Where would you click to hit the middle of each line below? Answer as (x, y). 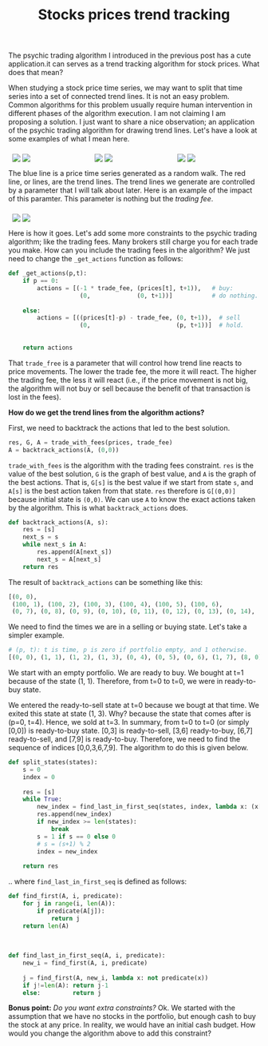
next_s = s (41, 537)
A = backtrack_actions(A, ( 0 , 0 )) (64, 450)
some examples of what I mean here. (69, 139)
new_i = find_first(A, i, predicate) (85, 963)
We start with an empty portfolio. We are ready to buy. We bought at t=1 (126, 673)
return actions (48, 348)
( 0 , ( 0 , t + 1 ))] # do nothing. (169, 296)
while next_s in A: (55, 545)
